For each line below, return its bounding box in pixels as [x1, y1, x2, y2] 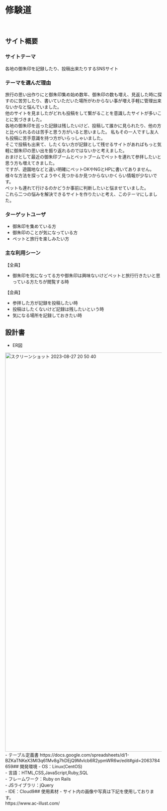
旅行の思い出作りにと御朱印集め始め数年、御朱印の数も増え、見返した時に [5, 91, 158, 97]
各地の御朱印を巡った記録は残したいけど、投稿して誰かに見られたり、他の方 [5, 123, 162, 129]
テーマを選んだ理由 [5, 79, 51, 86]
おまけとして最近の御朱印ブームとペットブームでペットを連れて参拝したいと [5, 154, 162, 160]
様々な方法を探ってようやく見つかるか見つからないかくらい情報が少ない [5, 172, 153, 178]
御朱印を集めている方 [12, 223, 56, 229]
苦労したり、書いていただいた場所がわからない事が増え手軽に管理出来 [18, 98, 162, 104]
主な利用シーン [5, 250, 41, 257]
